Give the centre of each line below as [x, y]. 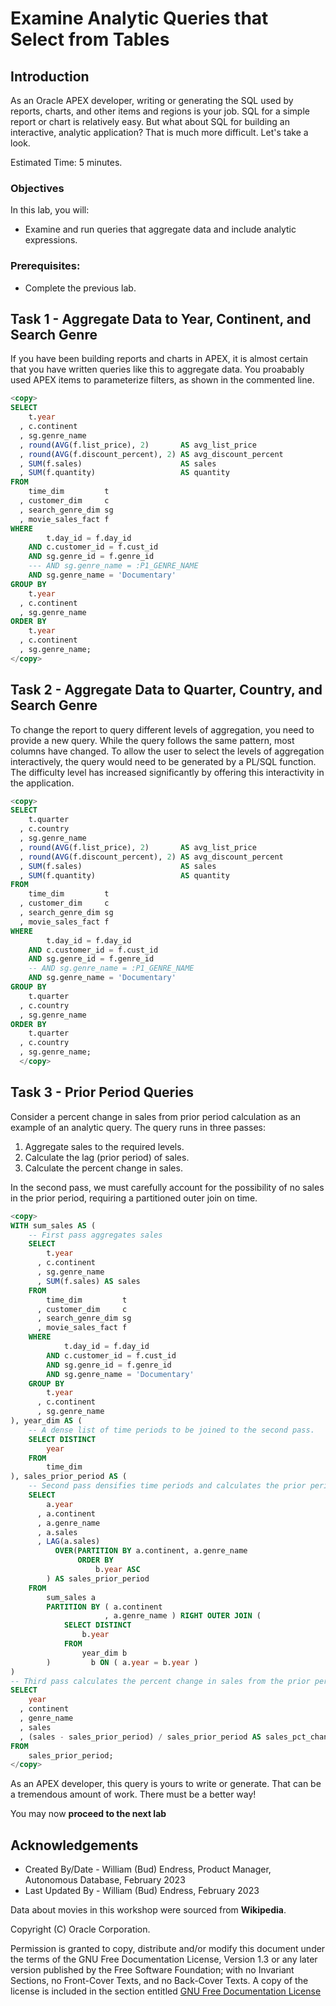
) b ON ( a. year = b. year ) [122, 1662]
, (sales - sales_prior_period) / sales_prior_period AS [140, 1737]
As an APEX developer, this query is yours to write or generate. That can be [166, 1784]
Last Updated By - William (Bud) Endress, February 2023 [142, 1891]
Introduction [50, 76]
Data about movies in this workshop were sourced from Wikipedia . [148, 1910]
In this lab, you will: [50, 210]
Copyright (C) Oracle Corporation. [80, 1929]
